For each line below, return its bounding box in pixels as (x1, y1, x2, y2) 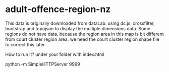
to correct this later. (5, 41, 46, 47)
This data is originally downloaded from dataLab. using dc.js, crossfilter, (5, 20, 155, 26)
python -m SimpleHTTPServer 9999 (5, 61, 80, 67)
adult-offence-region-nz (5, 4, 111, 15)
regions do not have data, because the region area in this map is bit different (5, 31, 164, 37)
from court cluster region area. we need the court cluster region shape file (5, 36, 160, 42)
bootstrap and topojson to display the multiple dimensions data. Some (5, 25, 151, 31)
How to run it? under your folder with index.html (5, 51, 104, 57)
